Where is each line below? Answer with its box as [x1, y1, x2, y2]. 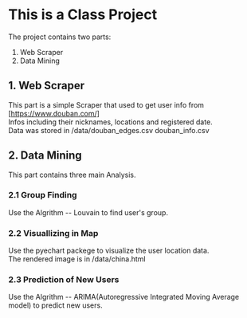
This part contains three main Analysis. [8, 170, 136, 179]
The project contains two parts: [8, 32, 112, 41]
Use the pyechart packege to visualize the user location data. [8, 245, 210, 256]
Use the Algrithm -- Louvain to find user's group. [8, 207, 169, 217]
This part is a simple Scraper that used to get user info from [8, 100, 205, 109]
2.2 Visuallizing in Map [8, 227, 99, 238]
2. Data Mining [8, 149, 82, 163]
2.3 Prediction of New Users [8, 274, 120, 285]
